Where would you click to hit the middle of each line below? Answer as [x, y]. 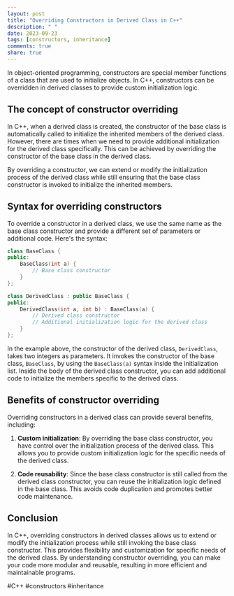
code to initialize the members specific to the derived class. [93, 378]
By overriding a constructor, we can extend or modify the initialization [107, 169]
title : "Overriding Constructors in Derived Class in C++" [95, 20]
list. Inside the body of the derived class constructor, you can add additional [116, 371]
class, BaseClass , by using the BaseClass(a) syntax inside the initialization [113, 363]
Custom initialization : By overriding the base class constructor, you [115, 438]
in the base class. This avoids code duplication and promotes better [115, 489]
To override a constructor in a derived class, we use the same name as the [115, 223]
